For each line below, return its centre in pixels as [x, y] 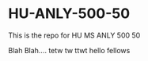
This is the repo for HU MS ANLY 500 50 [74, 35]
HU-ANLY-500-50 [69, 14]
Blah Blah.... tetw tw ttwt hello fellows [69, 50]
